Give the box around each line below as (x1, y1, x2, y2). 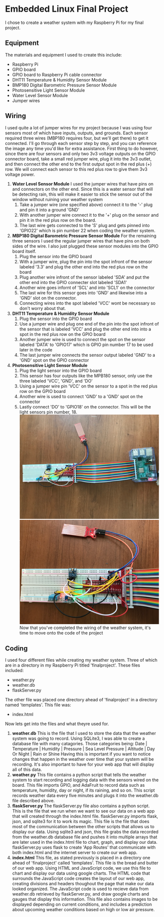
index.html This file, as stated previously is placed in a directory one (12, 855, 150, 861)
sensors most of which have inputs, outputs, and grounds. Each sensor (5, 130, 148, 136)
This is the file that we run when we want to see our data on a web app (12, 808, 155, 814)
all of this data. (12, 767, 42, 773)
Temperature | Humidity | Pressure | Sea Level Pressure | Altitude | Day (12, 746, 155, 752)
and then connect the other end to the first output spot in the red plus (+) (5, 161, 152, 167)
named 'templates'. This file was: (5, 702, 71, 708)
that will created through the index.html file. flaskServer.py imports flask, (12, 814, 159, 819)
